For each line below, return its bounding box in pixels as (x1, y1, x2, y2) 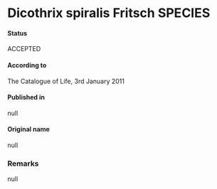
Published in (7, 93, 45, 102)
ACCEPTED (7, 45, 41, 53)
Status (7, 28, 28, 37)
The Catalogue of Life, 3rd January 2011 (7, 77, 125, 85)
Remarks (7, 158, 39, 168)
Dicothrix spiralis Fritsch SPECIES (7, 5, 211, 21)
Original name (7, 125, 50, 134)
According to (7, 60, 47, 69)
